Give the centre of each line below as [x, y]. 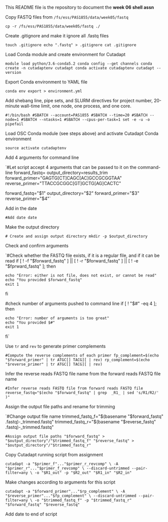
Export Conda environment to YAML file [46, 82]
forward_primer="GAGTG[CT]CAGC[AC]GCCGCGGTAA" [64, 178]
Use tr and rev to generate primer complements [55, 346]
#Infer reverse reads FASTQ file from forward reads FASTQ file [74, 388]
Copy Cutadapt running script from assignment [54, 454]
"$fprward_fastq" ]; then [31, 266]
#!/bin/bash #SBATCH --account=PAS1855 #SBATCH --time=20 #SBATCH [76, 115]
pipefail [14, 124]
